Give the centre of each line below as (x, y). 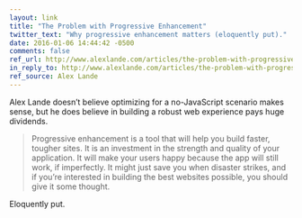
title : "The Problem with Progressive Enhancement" (108, 26)
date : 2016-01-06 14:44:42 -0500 (72, 43)
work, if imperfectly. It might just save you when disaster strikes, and (159, 167)
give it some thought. (71, 186)
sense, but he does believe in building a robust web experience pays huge (147, 111)
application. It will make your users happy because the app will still (155, 158)
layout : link (34, 18)
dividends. (29, 121)
